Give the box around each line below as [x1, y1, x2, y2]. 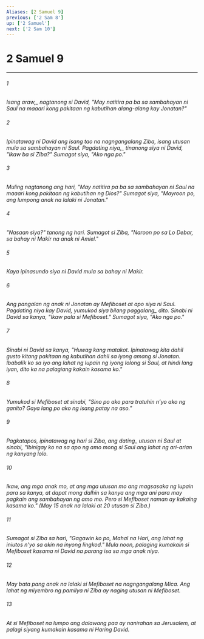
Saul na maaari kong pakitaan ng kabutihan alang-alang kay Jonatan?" [6, 105, 187, 112]
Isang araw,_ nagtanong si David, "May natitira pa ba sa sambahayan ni [6, 98, 188, 106]
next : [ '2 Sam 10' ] [6, 25, 56, 32]
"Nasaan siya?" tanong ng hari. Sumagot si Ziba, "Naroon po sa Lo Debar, [6, 229, 194, 236]
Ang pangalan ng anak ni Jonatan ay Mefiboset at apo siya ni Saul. [6, 301, 176, 308]
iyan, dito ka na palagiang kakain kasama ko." [6, 365, 123, 373]
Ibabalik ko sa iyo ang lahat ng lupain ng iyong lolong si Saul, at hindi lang [6, 359, 193, 366]
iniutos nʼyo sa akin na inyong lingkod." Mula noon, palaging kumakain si [6, 541, 189, 549]
